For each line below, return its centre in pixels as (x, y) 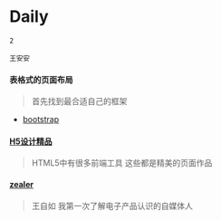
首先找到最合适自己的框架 (79, 101)
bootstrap (41, 120)
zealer (22, 184)
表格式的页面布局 (41, 80)
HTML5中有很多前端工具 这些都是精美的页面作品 (122, 163)
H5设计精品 (31, 141)
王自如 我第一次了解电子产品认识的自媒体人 (112, 206)
